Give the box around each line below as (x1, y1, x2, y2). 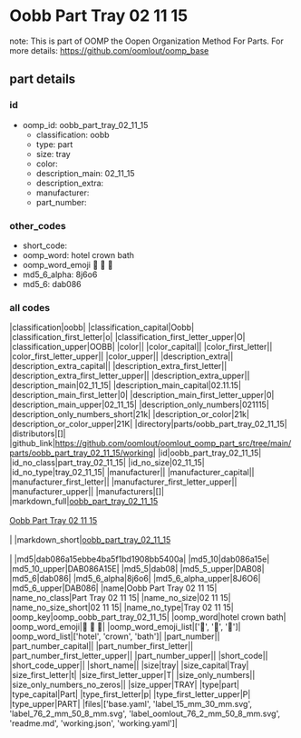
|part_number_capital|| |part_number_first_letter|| (9, 641, 194, 652)
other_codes (9, 219, 66, 232)
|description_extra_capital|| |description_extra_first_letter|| (9, 361, 228, 372)
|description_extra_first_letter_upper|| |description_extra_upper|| (9, 370, 250, 382)
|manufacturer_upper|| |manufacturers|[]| (9, 486, 165, 497)
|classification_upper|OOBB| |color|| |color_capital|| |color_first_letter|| (9, 342, 273, 353)
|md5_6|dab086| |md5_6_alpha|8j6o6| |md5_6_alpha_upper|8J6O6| (9, 573, 261, 584)
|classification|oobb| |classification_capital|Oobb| (9, 322, 195, 333)
